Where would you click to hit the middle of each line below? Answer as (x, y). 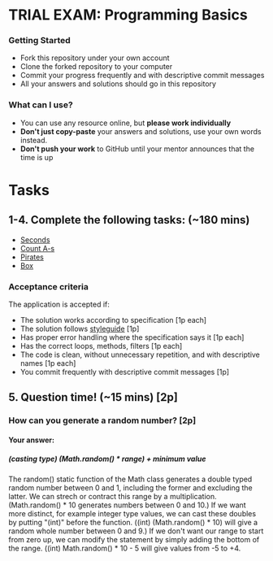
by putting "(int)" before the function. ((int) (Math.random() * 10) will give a (133, 522)
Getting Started (39, 41)
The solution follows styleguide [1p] (80, 329)
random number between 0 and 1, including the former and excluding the (131, 487)
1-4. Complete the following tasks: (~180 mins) (129, 220)
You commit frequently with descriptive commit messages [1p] (125, 372)
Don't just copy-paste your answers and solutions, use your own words (141, 131)
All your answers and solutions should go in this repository (118, 84)
